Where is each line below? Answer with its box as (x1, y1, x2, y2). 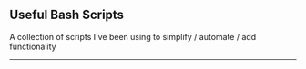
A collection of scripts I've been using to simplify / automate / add (9, 31, 257, 42)
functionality (9, 41, 56, 52)
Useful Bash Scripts (9, 7, 125, 23)
